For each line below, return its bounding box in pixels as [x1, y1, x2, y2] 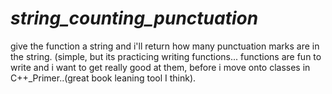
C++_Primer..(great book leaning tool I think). [10, 72, 197, 84]
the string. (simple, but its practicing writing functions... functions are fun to [10, 50, 322, 62]
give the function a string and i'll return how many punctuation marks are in [10, 40, 320, 52]
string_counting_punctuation [10, 7, 259, 30]
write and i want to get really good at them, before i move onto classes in [10, 61, 311, 73]
